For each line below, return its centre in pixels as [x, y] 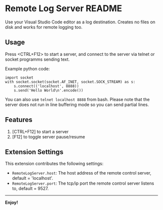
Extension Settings [34, 152]
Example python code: [27, 69]
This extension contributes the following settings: [54, 164]
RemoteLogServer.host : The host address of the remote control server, [81, 173]
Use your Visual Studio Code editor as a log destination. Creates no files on [80, 22]
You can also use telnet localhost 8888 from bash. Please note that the [77, 99]
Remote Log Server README [64, 9]
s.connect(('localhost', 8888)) [46, 86]
